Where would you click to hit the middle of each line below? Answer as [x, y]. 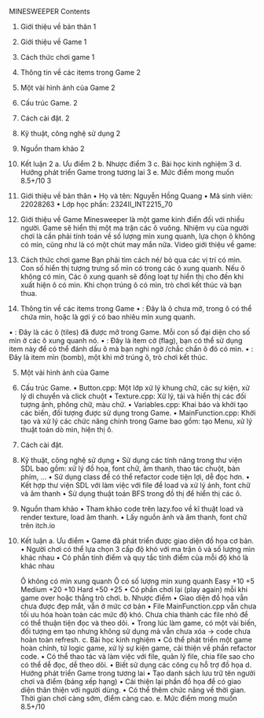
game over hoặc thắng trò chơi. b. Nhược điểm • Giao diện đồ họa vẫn [134, 598]
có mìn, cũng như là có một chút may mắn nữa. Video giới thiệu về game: [138, 244]
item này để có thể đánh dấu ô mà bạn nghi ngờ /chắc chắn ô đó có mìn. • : [131, 349]
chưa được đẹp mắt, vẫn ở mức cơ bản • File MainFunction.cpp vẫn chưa [138, 606]
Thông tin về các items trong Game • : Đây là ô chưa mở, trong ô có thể [136, 309]
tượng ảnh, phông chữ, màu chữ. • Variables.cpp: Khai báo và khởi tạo [134, 404]
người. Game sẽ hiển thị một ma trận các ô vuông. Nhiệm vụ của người [134, 228]
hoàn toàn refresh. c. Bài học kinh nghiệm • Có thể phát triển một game [136, 640]
